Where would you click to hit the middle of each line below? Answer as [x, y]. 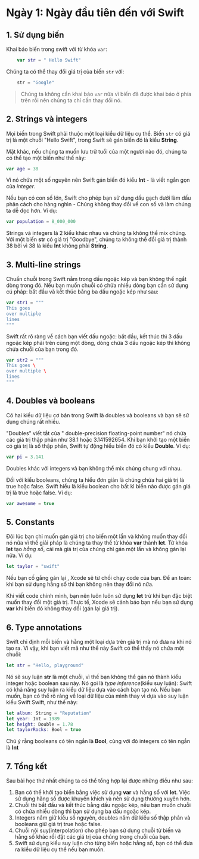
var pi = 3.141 [25, 457]
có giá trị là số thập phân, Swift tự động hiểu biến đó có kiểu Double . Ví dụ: [98, 446]
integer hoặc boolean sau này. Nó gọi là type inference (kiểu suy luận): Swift [99, 683]
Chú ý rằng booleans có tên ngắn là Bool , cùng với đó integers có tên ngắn [98, 741]
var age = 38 [22, 169]
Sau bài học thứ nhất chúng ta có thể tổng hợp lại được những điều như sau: [100, 781]
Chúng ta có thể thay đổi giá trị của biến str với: [65, 71]
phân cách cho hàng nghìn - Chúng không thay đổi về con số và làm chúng [99, 204]
